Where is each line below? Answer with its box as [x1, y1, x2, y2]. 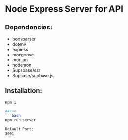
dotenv [12, 41, 27, 47]
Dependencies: [5, 23, 53, 31]
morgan [12, 57, 28, 62]
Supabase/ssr [12, 67, 41, 73]
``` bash [5, 113, 21, 118]
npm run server [5, 118, 36, 123]
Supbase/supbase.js [12, 73, 54, 78]
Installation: [5, 87, 43, 95]
